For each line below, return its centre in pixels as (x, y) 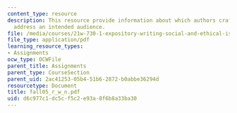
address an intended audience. (60, 27)
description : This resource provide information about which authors (112, 20)
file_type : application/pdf (49, 40)
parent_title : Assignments (47, 66)
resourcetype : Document (42, 86)
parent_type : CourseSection (49, 72)
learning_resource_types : (45, 46)
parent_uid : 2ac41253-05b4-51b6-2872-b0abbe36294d (83, 79)
